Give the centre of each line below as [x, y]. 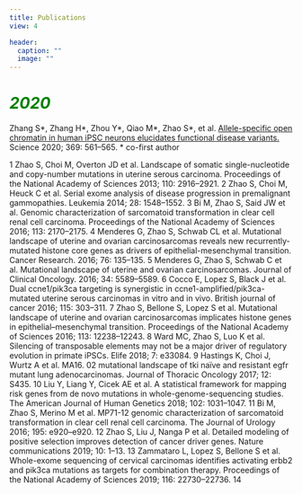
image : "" [36, 59]
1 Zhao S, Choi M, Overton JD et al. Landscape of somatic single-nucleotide [150, 165]
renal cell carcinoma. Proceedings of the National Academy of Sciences [142, 222]
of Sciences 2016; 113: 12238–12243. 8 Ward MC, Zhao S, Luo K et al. [137, 337]
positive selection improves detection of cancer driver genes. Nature [136, 442]
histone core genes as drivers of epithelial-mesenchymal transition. [167, 251]
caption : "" [40, 50]
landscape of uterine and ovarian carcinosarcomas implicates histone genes [151, 318]
